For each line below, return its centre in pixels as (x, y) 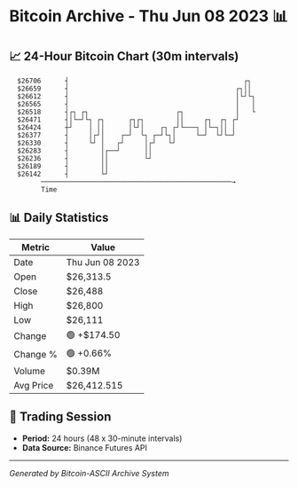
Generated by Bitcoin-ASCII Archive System (89, 473)
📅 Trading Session (60, 417)
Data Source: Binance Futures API (85, 447)
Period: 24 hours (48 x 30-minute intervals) (102, 438)
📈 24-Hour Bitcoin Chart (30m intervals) (124, 56)
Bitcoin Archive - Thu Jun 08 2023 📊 (149, 16)
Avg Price (34, 385)
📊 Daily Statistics (59, 218)
